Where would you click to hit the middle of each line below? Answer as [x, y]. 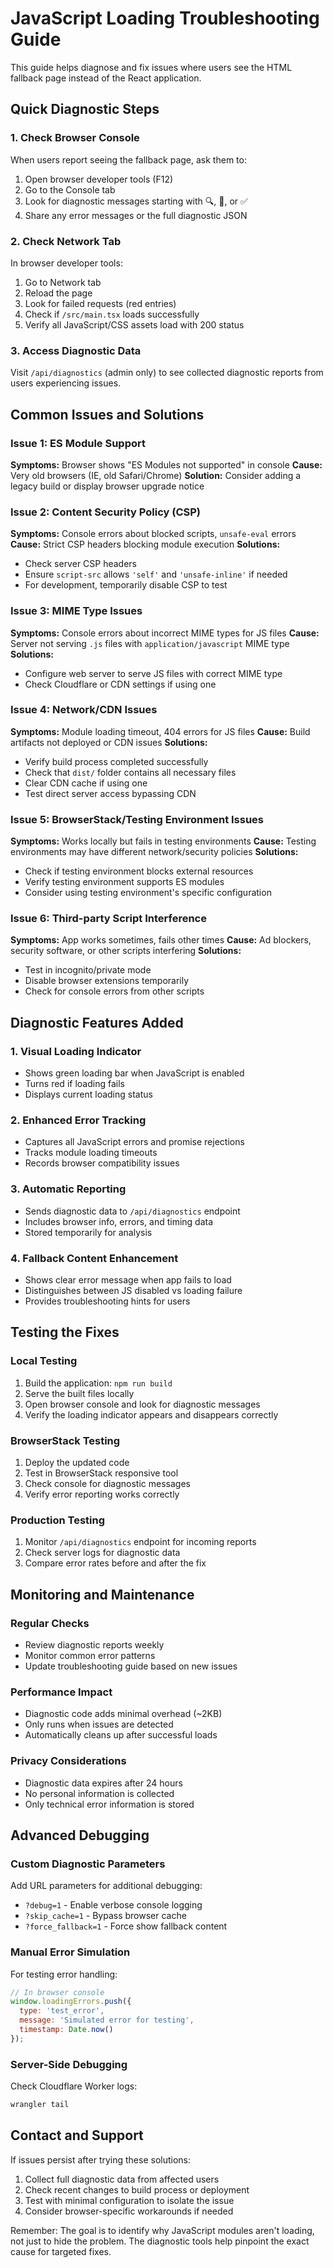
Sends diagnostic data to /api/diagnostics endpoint [132, 1211]
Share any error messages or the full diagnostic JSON [136, 215]
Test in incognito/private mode [88, 970]
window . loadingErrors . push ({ [71, 2002]
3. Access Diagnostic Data [76, 350]
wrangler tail [40, 2105]
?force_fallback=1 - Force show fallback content [126, 1926]
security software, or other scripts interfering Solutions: [126, 951]
